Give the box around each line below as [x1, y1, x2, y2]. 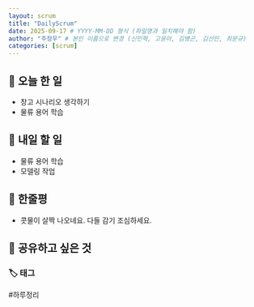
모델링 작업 [19, 166, 56, 176]
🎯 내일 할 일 [8, 133, 62, 147]
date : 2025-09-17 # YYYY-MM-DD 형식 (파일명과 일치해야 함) [8, 27, 197, 35]
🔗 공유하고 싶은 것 [8, 241, 91, 255]
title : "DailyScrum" [8, 19, 78, 28]
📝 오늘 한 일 [8, 74, 62, 87]
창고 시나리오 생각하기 [19, 96, 91, 106]
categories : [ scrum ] [8, 42, 78, 50]
